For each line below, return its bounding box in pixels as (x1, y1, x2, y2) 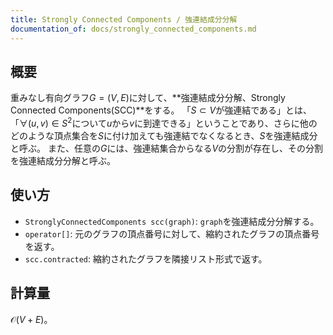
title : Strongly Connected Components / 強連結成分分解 (10, 14, 238, 25)
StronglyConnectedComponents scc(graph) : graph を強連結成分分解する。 (24, 215, 320, 227)
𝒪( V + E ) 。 (10, 313, 53, 325)
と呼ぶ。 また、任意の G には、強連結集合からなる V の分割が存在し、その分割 (10, 142, 324, 154)
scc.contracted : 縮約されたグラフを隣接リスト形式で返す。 (24, 252, 268, 265)
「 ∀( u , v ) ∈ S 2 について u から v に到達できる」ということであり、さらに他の (10, 116, 318, 129)
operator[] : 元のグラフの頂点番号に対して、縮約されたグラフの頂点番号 (24, 227, 320, 240)
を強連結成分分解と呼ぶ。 (10, 154, 116, 166)
